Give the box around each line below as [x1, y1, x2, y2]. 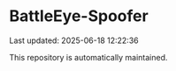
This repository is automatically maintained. [9, 52, 168, 62]
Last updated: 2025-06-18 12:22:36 [9, 35, 139, 46]
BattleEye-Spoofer [9, 6, 149, 26]
